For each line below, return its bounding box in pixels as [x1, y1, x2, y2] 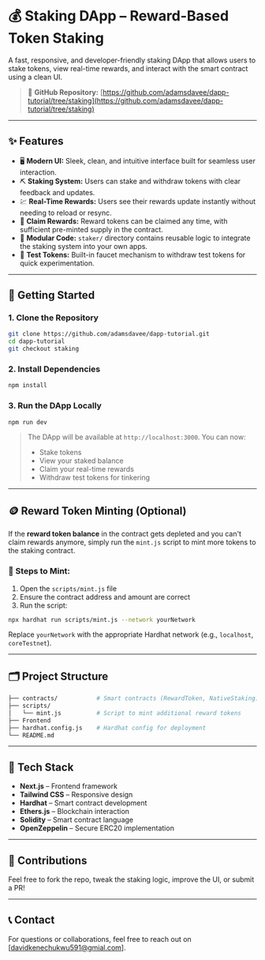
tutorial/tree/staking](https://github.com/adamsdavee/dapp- [27, 96, 223, 105]
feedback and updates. [19, 187, 95, 197]
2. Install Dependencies [8, 363, 101, 375]
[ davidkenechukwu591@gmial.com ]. [8, 943, 126, 952]
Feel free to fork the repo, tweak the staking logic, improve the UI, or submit [8, 875, 255, 884]
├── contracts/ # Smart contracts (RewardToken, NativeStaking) [8, 695, 259, 702]
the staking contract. [8, 546, 76, 555]
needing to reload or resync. [19, 208, 112, 217]
